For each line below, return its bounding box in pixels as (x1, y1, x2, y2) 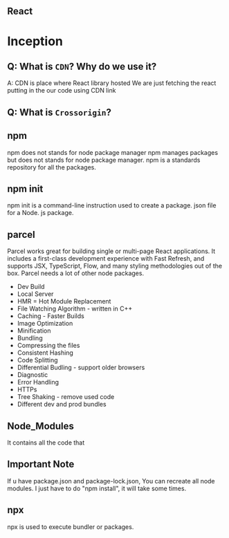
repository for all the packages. (7, 163, 97, 171)
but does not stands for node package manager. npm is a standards (7, 156, 201, 164)
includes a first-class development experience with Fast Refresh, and (7, 254, 205, 263)
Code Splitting (17, 356, 58, 364)
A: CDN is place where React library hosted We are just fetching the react (7, 79, 217, 87)
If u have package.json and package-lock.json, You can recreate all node (7, 476, 216, 485)
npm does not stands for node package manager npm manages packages (7, 148, 219, 156)
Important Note (7, 458, 75, 470)
